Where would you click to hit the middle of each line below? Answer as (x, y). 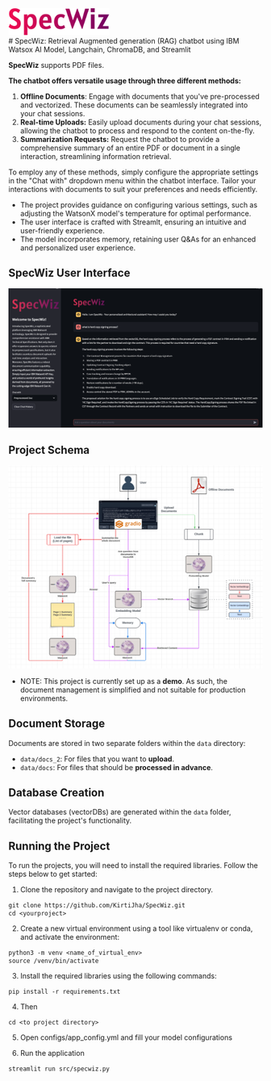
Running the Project (59, 846)
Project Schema (49, 450)
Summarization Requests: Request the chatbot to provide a (120, 139)
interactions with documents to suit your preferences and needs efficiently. (133, 189)
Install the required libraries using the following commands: (118, 976)
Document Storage (57, 724)
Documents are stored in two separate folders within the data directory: (127, 743)
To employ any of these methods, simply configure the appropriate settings (133, 172)
